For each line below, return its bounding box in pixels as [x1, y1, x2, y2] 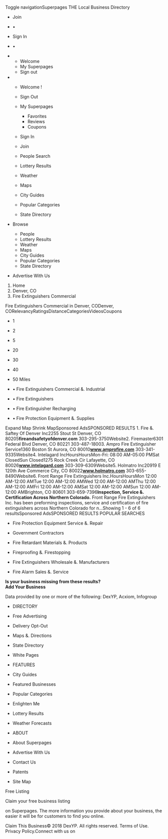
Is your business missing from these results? [5, 579, 101, 584]
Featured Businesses [12, 681, 56, 687]
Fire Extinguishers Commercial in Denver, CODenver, [5, 303, 114, 308]
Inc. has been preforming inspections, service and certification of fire [5, 500, 149, 505]
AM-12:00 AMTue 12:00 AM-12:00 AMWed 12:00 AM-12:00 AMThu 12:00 [5, 478, 156, 484]
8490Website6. [5, 473, 37, 479]
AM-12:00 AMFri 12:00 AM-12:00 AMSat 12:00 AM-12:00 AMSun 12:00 [5, 484, 151, 489]
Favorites [27, 113, 47, 119]
